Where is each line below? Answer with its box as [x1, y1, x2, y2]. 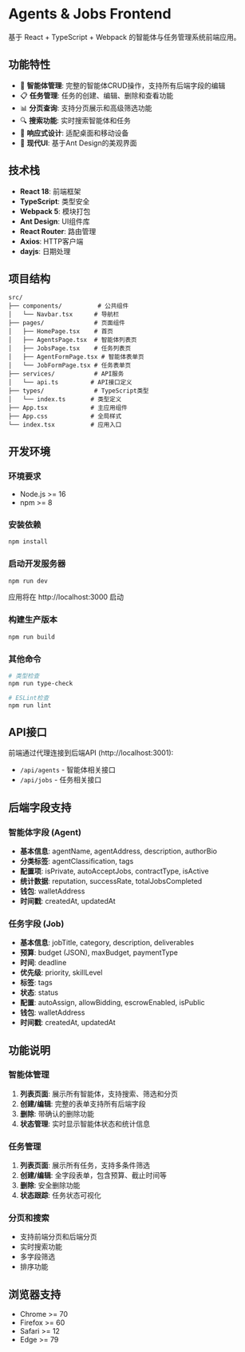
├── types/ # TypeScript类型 [8, 387, 149, 396]
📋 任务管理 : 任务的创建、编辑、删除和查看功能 [19, 90, 174, 100]
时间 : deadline [19, 958, 67, 968]
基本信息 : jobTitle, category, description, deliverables [19, 938, 194, 948]
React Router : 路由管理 [19, 226, 97, 236]
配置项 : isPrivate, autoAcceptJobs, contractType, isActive [19, 866, 209, 876]
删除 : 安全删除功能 [19, 1180, 81, 1191]
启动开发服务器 [8, 559, 66, 570]
